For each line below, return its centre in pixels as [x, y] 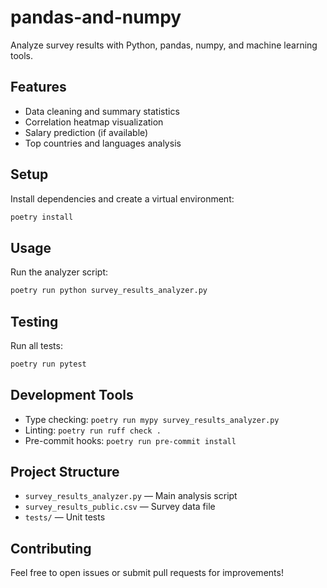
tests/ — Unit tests [65, 517]
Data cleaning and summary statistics [102, 111]
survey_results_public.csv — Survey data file [120, 507]
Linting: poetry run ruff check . [93, 430]
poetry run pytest [48, 364]
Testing [34, 321]
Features [38, 87]
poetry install [42, 217]
